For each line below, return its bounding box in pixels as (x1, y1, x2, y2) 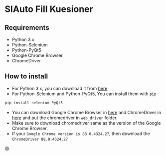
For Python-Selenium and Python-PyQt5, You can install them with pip (11, 91, 157, 97)
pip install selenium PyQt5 (4, 100, 63, 105)
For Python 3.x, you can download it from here (11, 85, 108, 91)
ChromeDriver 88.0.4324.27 (11, 137, 68, 142)
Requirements (4, 23, 49, 32)
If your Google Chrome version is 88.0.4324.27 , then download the (11, 131, 150, 137)
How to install (4, 72, 48, 81)
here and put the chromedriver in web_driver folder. (11, 115, 118, 121)
